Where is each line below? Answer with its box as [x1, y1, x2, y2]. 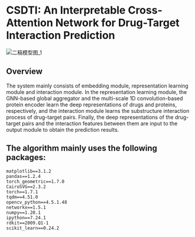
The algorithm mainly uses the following [6, 143, 158, 154]
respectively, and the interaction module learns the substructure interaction [6, 107, 190, 114]
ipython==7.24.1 [6, 215, 46, 220]
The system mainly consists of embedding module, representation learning [6, 82, 189, 89]
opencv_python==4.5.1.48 [6, 199, 67, 205]
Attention [6, 16, 53, 30]
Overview [6, 66, 43, 77]
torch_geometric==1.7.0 [6, 178, 65, 184]
